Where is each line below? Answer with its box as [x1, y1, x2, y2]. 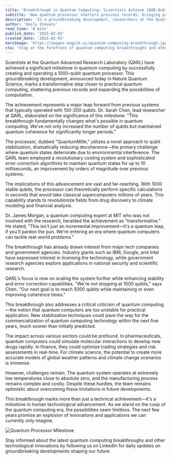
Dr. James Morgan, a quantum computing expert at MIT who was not [5, 212, 150, 218]
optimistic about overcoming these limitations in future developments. [5, 386, 152, 392]
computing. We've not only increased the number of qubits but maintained [5, 123, 161, 129]
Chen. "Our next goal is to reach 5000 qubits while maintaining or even [5, 286, 154, 292]
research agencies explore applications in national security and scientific [5, 260, 158, 266]
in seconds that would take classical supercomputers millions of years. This [5, 191, 164, 197]
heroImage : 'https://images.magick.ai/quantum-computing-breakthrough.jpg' [5, 41, 169, 46]
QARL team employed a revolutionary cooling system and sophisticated [5, 155, 155, 161]
